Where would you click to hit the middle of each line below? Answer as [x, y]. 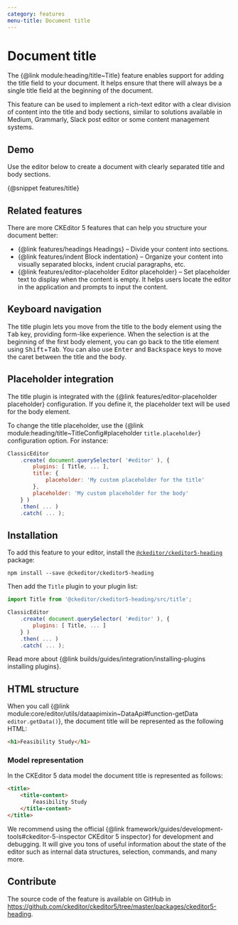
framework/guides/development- [175, 829]
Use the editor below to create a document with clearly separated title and [116, 167]
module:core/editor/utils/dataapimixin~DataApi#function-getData [103, 714]
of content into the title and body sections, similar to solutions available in [115, 112]
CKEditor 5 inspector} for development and [151, 836]
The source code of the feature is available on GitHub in [89, 899]
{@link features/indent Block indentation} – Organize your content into [120, 257]
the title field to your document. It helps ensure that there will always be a [115, 83]
